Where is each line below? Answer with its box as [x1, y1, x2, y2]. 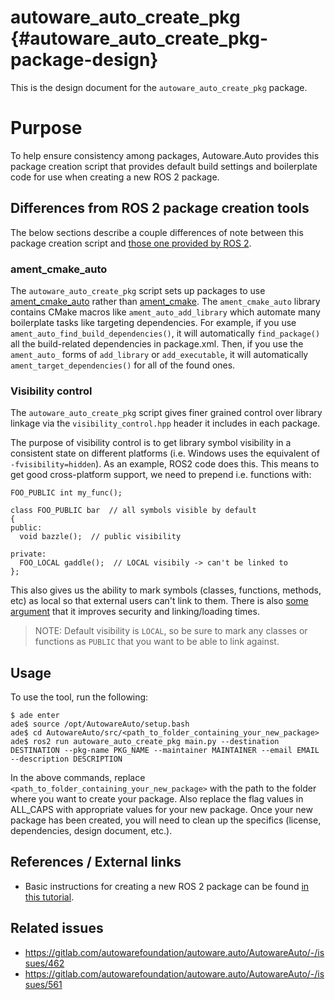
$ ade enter [10, 711, 60, 721]
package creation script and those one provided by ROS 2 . [10, 237, 252, 249]
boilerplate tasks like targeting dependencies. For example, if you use [10, 316, 297, 328]
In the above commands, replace [10, 772, 146, 784]
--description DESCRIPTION [10, 754, 123, 765]
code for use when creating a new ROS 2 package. [10, 171, 220, 183]
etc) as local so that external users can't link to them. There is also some [10, 595, 309, 607]
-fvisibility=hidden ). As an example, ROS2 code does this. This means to [10, 458, 320, 470]
